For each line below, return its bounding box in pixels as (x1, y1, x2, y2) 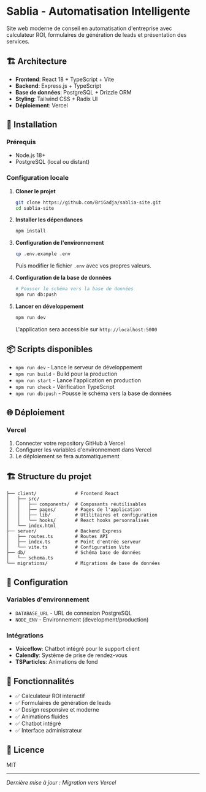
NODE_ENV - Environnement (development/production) (15, 615, 149, 623)
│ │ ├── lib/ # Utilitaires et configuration (6, 512, 158, 518)
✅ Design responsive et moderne (15, 705, 99, 713)
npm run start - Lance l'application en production (15, 376, 142, 384)
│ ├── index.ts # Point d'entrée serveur (6, 539, 141, 545)
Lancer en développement (15, 302, 84, 310)
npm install (15, 228, 46, 234)
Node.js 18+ (15, 152, 46, 159)
